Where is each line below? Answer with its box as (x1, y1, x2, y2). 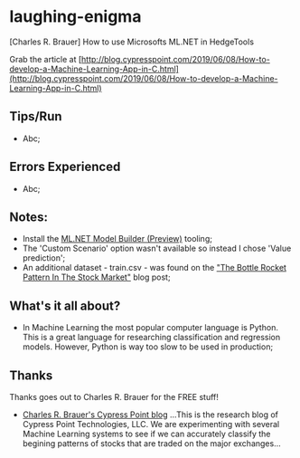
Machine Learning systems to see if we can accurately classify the (22, 428, 271, 439)
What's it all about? (9, 298, 121, 313)
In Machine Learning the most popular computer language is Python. (22, 322, 278, 333)
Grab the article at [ (9, 53, 82, 64)
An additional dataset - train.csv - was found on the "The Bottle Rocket (22, 262, 287, 273)
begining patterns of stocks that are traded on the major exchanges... (22, 438, 282, 449)
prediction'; (22, 253, 66, 263)
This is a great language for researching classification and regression (22, 332, 281, 343)
